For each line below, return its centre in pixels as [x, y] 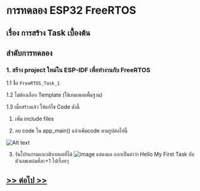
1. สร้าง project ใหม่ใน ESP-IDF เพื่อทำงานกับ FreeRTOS [78, 70]
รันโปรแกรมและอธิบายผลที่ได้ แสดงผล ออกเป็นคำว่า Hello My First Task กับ [104, 154]
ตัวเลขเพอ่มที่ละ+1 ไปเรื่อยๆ [42, 161]
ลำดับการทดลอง [29, 53]
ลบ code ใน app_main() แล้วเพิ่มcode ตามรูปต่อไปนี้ [71, 131]
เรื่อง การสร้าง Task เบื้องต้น [48, 33]
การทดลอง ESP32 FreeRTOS [71, 10]
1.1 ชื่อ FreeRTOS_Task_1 [33, 83]
